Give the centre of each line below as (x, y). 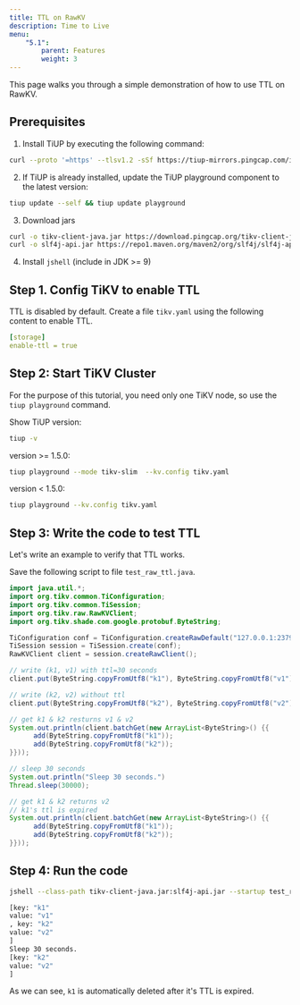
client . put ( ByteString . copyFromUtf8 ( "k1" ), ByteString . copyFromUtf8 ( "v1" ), (153, 679)
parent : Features (73, 51)
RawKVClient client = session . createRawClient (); (104, 655)
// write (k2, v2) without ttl (67, 695)
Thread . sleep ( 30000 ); (50, 785)
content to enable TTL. (51, 321)
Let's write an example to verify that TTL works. (97, 554)
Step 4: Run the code (69, 871)
